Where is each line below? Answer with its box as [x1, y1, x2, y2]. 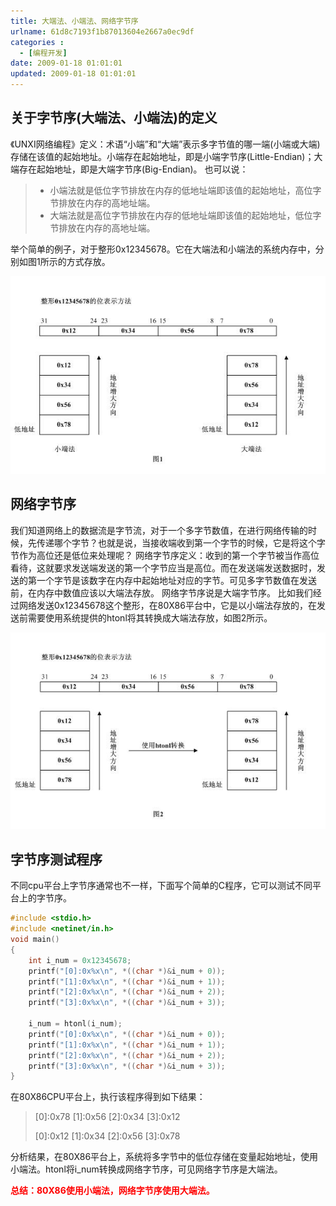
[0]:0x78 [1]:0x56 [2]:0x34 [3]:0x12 [34, 1111, 181, 1123]
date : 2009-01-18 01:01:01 [10, 58, 123, 69]
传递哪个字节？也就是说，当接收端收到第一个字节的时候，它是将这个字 [36, 536, 326, 549]
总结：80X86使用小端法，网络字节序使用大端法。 [10, 1185, 215, 1197]
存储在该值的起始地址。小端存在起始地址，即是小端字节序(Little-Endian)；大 [10, 150, 323, 162]
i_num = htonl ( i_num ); [28, 1019, 123, 1029]
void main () [10, 935, 60, 945]
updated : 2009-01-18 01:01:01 [10, 69, 137, 79]
